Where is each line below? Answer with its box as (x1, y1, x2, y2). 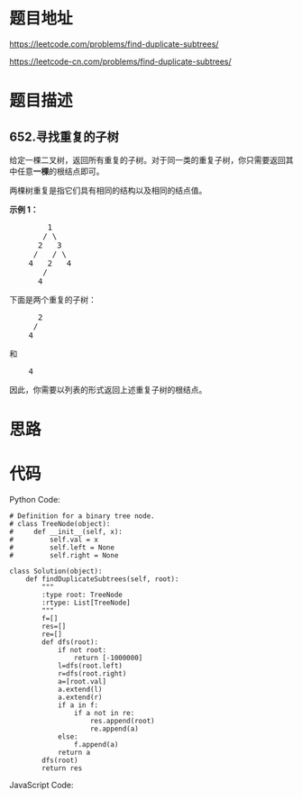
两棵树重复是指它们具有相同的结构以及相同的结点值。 (9, 185, 207, 195)
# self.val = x (9, 535, 99, 545)
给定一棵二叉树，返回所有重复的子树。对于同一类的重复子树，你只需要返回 (9, 154, 286, 165)
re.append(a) (89, 724, 140, 734)
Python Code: (9, 495, 60, 505)
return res (41, 764, 83, 773)
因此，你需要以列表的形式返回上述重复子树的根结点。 (9, 384, 207, 395)
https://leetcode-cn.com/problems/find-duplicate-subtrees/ (9, 56, 232, 67)
